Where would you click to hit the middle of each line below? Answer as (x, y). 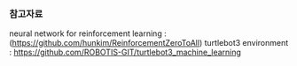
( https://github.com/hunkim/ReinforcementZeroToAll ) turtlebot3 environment (149, 43)
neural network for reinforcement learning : (88, 33)
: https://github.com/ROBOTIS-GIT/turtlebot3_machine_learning (125, 52)
